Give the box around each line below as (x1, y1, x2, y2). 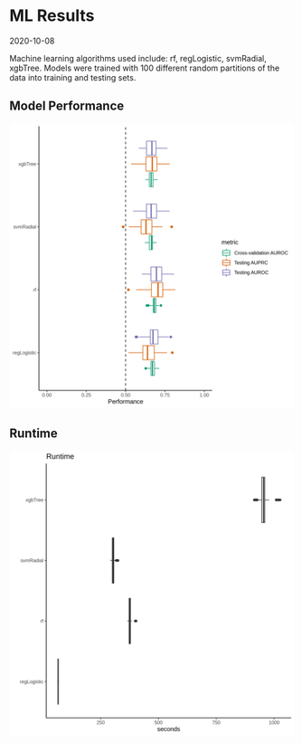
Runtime (9, 426, 58, 442)
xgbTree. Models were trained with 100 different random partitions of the (9, 62, 280, 73)
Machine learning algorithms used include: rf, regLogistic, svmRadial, (9, 52, 267, 63)
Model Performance (9, 99, 125, 114)
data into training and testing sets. (9, 71, 137, 82)
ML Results (9, 5, 95, 26)
